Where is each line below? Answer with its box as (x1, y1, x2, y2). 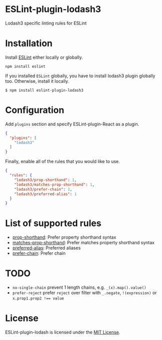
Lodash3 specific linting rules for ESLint (5, 20, 87, 26)
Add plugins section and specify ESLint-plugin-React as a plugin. (5, 121, 140, 127)
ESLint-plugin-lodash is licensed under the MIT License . (5, 329, 121, 335)
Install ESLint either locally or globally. (5, 54, 83, 60)
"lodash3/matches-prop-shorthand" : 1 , (14, 182, 95, 187)
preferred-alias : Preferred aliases (12, 245, 81, 251)
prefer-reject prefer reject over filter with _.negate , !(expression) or (12, 290, 157, 296)
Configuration (5, 104, 65, 116)
